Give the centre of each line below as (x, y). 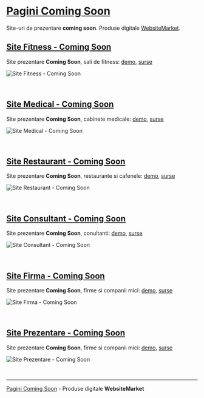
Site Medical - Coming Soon (60, 104)
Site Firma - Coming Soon (56, 276)
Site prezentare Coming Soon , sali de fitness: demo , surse (80, 61)
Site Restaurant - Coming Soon (66, 161)
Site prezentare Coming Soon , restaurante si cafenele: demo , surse (91, 176)
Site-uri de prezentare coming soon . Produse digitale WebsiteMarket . (93, 28)
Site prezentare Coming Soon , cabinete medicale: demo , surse (85, 119)
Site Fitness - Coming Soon (59, 47)
